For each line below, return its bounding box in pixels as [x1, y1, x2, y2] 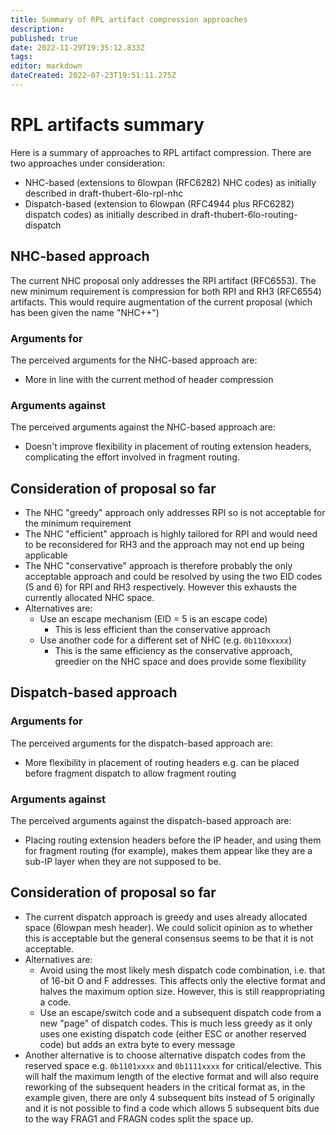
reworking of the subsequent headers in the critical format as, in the [24, 1081, 306, 1093]
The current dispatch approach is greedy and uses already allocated [24, 911, 308, 923]
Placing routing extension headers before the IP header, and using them [24, 834, 322, 846]
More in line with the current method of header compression [24, 373, 274, 385]
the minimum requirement [24, 517, 132, 530]
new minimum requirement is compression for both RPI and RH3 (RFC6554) [10, 285, 322, 297]
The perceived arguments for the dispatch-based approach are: [10, 737, 274, 749]
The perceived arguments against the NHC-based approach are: [10, 421, 277, 433]
